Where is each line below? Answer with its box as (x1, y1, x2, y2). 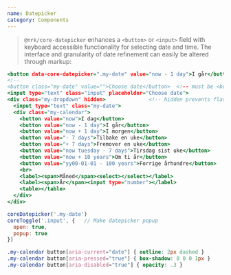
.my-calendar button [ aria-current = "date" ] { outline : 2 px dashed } (7, 249, 205, 256)
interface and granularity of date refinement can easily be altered (23, 49, 209, 58)
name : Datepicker (7, 10, 57, 17)
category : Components (7, 16, 69, 23)
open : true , (13, 223, 48, 230)
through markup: (23, 57, 72, 65)
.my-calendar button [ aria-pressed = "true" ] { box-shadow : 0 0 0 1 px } (7, 255, 211, 262)
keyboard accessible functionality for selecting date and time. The (23, 43, 212, 51)
